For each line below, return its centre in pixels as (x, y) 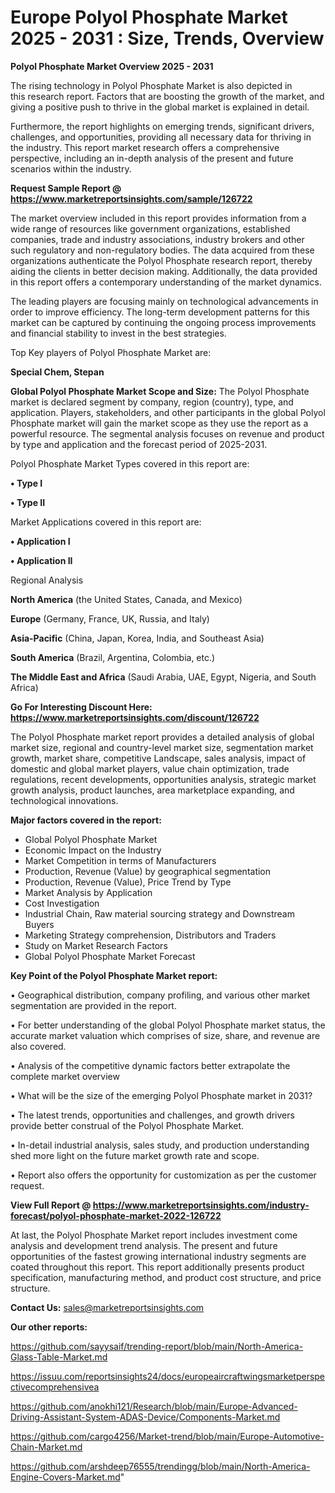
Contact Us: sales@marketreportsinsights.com (107, 1307)
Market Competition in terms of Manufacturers (120, 860)
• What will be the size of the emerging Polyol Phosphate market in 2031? (161, 1095)
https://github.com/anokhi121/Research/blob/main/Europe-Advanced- (154, 1406)
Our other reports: (49, 1327)
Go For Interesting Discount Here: (81, 707)
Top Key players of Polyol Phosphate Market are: (111, 352)
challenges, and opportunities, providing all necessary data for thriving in (161, 137)
